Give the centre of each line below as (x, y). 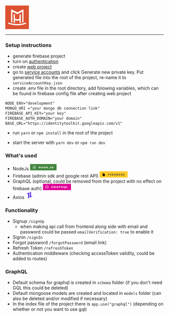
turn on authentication (35, 61)
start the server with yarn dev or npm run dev (59, 143)
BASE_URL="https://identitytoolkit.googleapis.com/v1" (64, 124)
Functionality (22, 210)
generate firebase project (39, 56)
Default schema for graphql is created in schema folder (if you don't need (87, 283)
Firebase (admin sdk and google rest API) (56, 176)
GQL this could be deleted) (40, 288)
